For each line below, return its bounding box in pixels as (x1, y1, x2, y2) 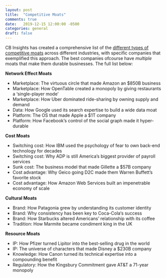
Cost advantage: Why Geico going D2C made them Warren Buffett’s (12, 169, 153, 175)
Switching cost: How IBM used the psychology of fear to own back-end (12, 143, 160, 149)
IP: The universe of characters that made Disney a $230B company (12, 246, 152, 252)
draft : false (5, 31, 33, 36)
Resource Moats (5, 231, 40, 237)
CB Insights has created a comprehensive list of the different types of (5, 45, 149, 50)
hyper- (140, 118, 154, 123)
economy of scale (12, 185, 50, 191)
